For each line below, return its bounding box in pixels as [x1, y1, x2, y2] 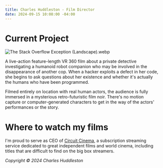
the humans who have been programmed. [5, 79, 89, 85]
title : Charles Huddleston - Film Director [5, 7, 95, 12]
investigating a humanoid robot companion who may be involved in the [5, 64, 147, 70]
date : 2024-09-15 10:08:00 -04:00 [5, 12, 76, 17]
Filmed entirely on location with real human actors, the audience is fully [5, 89, 148, 95]
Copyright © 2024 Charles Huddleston [5, 158, 83, 164]
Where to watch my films [5, 121, 108, 133]
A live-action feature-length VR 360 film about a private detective [5, 58, 137, 64]
